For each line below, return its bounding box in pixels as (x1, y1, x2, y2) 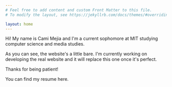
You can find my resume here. (5, 76, 69, 82)
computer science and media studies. (5, 41, 85, 47)
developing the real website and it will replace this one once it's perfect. (5, 56, 157, 62)
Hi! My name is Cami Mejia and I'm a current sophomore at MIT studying (5, 35, 158, 41)
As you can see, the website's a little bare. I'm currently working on (5, 51, 147, 57)
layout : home (5, 21, 33, 27)
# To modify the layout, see (5, 12, 68, 17)
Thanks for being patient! (5, 66, 59, 72)
